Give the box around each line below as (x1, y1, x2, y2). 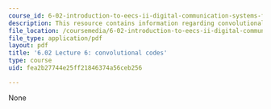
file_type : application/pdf (8, 34, 103, 42)
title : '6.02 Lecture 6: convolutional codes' (8, 49, 168, 57)
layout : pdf (8, 42, 48, 50)
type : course (8, 57, 52, 65)
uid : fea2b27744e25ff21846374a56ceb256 (8, 64, 143, 72)
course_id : (8, 11, 45, 20)
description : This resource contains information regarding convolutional (8, 19, 265, 27)
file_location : (8, 26, 60, 34)
